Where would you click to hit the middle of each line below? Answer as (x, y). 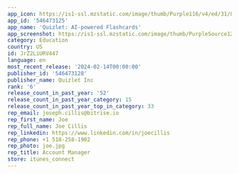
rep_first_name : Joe (38, 119)
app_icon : (22, 14)
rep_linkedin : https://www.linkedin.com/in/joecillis (89, 133)
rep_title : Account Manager (49, 153)
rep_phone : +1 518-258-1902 (49, 139)
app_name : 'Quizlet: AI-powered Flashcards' (74, 27)
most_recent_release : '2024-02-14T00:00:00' (74, 67)
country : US (25, 47)
